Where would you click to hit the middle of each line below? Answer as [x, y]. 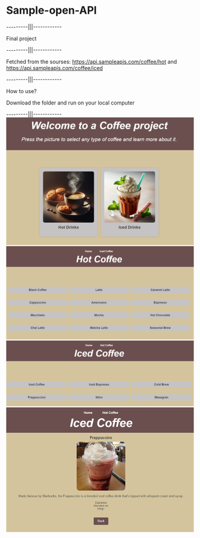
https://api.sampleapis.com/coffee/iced [54, 68]
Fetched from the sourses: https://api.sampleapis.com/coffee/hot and [92, 62]
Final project [21, 38]
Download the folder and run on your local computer [71, 103]
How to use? [21, 91]
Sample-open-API [51, 10]
